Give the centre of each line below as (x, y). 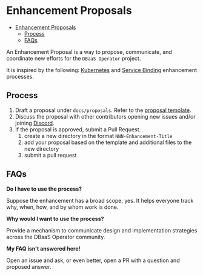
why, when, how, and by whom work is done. (62, 207)
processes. (20, 76)
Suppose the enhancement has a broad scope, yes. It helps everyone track (100, 200)
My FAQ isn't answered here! (43, 248)
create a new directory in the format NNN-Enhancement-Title (98, 136)
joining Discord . (35, 123)
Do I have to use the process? (44, 189)
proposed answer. (29, 266)
